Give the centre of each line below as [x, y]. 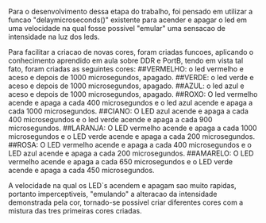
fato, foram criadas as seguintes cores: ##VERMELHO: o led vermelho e [126, 69]
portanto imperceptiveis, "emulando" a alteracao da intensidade [113, 194]
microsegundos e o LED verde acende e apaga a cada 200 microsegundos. [132, 136]
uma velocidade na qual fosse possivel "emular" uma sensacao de [117, 28]
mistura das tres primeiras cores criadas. [75, 211]
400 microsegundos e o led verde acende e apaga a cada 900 [110, 119]
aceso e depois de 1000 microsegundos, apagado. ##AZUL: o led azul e [126, 86]
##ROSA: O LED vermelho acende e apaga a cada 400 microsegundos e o [130, 145]
